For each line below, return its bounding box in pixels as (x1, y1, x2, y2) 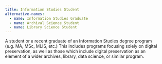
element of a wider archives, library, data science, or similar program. (5, 53, 144, 59)
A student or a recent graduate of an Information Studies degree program (5, 38, 152, 44)
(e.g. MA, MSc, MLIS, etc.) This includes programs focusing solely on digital (5, 43, 157, 49)
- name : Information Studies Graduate (9, 16, 89, 21)
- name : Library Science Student (9, 25, 77, 30)
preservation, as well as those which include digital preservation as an (5, 49, 146, 54)
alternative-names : (5, 12, 45, 16)
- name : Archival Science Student (9, 20, 79, 26)
